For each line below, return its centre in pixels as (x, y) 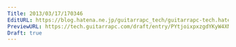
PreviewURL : (25, 26)
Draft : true (25, 33)
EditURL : (20, 20)
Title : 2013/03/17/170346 (45, 13)
